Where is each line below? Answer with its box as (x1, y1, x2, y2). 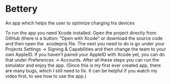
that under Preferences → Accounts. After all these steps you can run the (5, 57, 159, 63)
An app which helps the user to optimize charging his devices (5, 20, 135, 26)
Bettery (5, 3, 38, 15)
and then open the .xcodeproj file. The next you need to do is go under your (5, 40, 165, 46)
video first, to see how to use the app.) (5, 73, 87, 79)
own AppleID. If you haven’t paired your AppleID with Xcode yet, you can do (5, 51, 165, 58)
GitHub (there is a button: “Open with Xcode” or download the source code (5, 35, 163, 41)
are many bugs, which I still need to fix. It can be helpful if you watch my (5, 67, 158, 74)
